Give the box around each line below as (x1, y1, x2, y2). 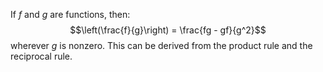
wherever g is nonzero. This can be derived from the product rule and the (10, 40, 313, 51)
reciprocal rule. (10, 50, 73, 62)
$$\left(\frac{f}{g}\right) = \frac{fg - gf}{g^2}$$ (69, 24, 267, 36)
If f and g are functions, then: (10, 9, 131, 20)
